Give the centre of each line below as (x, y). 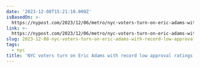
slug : (13, 39)
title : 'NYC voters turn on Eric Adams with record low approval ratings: (101, 56)
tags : (13, 45)
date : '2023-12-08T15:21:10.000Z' (49, 12)
